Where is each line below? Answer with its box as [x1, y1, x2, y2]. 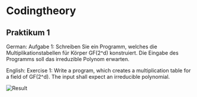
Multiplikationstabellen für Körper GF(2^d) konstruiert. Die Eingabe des [6, 49, 179, 56]
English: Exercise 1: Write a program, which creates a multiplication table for [6, 67, 191, 74]
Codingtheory [6, 4, 76, 18]
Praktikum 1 [6, 28, 50, 38]
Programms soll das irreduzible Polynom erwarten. [6, 56, 130, 62]
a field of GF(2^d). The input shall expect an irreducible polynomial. [6, 73, 170, 80]
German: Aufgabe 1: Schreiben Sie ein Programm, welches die [6, 43, 158, 50]
